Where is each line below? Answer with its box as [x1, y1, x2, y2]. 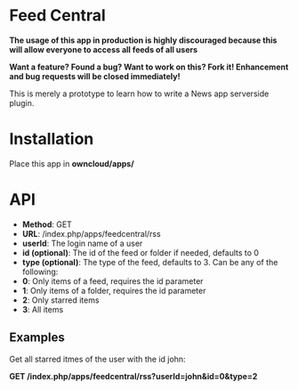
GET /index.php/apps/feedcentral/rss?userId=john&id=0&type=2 [9, 370, 258, 381]
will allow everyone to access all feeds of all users [9, 44, 198, 54]
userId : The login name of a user [21, 238, 143, 248]
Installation [9, 129, 94, 150]
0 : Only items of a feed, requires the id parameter [21, 275, 204, 286]
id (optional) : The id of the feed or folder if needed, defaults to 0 [21, 247, 260, 258]
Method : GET [21, 219, 73, 230]
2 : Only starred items [21, 295, 100, 305]
